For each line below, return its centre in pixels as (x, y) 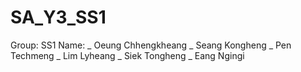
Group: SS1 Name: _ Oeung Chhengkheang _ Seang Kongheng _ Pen (151, 45)
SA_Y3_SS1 (58, 17)
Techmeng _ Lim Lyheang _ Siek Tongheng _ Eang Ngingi (127, 55)
